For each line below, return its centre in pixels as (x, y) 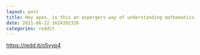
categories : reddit (31, 28)
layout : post (23, 12)
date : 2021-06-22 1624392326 (43, 23)
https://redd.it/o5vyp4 (34, 45)
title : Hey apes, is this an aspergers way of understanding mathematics (101, 17)
